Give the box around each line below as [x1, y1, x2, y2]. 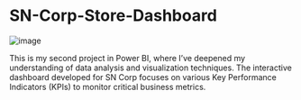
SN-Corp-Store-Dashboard [9, 5, 218, 26]
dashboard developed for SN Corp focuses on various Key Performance [9, 71, 277, 82]
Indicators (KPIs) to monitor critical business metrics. [9, 81, 206, 92]
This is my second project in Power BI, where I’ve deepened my [9, 52, 246, 63]
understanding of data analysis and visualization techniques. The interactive [9, 62, 293, 73]
